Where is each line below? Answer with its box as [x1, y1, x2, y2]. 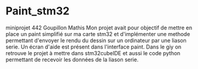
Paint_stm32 [5, 4, 70, 18]
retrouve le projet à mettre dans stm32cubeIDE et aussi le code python [5, 49, 181, 56]
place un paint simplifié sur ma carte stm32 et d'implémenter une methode [5, 30, 190, 37]
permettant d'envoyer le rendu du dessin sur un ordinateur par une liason [5, 37, 187, 44]
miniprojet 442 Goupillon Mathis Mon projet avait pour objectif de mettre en [5, 24, 193, 31]
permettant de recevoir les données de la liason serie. [5, 56, 139, 63]
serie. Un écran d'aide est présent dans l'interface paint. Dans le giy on [5, 43, 182, 50]
